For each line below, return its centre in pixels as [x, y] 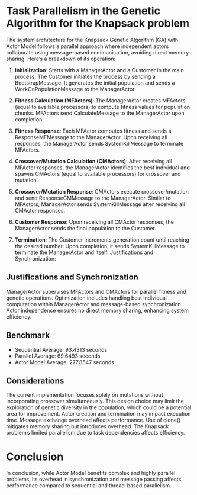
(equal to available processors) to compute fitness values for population [102, 107]
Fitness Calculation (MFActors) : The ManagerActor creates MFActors [100, 100]
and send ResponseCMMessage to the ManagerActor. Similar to [93, 198]
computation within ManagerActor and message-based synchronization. [94, 304]
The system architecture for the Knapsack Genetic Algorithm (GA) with [92, 40]
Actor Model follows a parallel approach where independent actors [88, 46]
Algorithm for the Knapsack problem [98, 23]
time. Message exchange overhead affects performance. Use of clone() [93, 420]
